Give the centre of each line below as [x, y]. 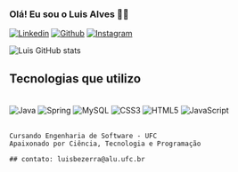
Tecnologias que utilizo [75, 78]
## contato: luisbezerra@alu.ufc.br [77, 159]
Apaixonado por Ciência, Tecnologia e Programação [105, 144]
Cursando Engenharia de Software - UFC [83, 136]
